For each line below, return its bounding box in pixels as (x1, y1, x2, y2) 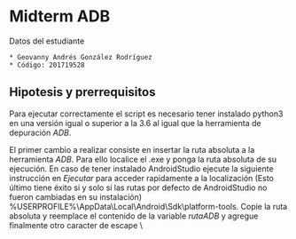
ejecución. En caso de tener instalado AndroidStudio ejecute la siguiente (9, 163, 274, 174)
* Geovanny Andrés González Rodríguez (9, 52, 152, 61)
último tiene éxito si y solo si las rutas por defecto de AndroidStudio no (9, 182, 268, 193)
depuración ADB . (9, 127, 72, 138)
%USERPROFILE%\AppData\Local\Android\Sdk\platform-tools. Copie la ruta (9, 201, 288, 211)
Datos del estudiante (9, 36, 85, 46)
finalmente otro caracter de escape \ (9, 219, 144, 230)
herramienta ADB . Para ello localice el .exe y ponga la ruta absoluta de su (9, 154, 277, 164)
